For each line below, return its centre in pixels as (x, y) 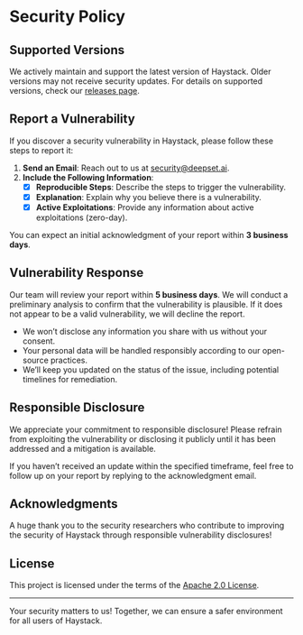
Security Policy (68, 17)
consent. (39, 341)
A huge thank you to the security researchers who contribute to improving (147, 526)
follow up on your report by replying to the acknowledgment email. (133, 475)
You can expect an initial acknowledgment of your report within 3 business (149, 235)
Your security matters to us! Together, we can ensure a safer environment (146, 612)
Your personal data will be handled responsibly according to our (141, 350)
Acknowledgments (64, 504)
